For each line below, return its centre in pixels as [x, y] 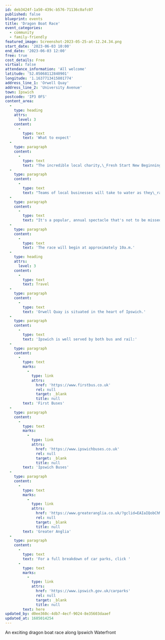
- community [22, 32]
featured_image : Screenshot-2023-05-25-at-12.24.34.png [63, 42]
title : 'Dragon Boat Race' [33, 23]
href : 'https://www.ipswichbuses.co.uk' [78, 449]
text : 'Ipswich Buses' [46, 467]
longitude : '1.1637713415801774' [39, 78]
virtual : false [21, 64]
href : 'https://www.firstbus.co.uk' [73, 385]
